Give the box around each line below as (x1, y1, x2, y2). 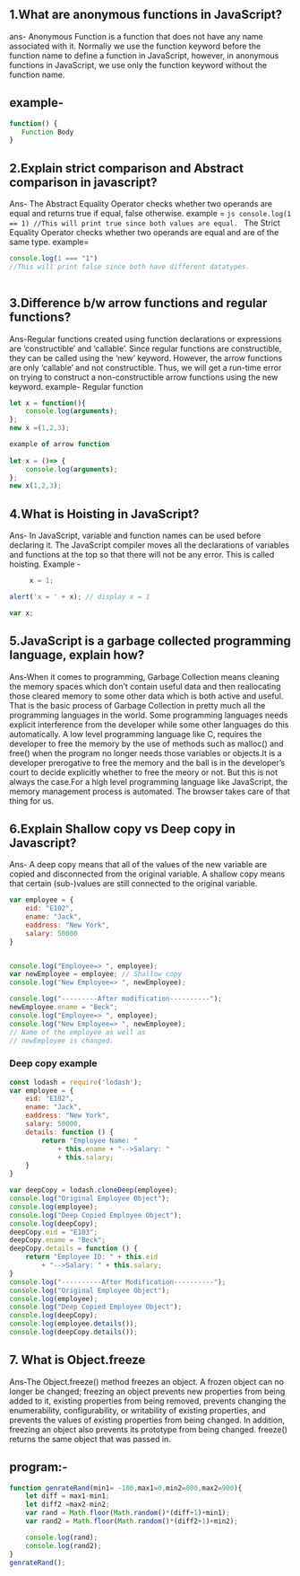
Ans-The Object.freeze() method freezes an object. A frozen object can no (9, 1376, 285, 1387)
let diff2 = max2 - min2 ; (25, 1500, 110, 1510)
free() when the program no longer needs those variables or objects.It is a (9, 747, 282, 758)
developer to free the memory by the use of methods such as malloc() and (9, 738, 284, 749)
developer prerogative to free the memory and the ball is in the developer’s (9, 757, 286, 768)
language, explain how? (9, 647, 145, 663)
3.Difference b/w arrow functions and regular (9, 295, 268, 311)
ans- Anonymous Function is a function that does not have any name (9, 31, 263, 41)
